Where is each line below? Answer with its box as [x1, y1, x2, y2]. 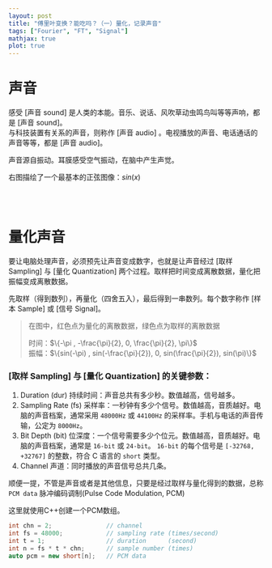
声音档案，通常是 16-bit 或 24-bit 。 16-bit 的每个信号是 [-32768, [34, 441, 255, 451]
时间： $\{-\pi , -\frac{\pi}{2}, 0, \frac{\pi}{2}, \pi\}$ [28, 338, 198, 348]
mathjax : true [8, 34, 57, 43]
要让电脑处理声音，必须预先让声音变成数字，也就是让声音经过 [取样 [8, 256, 233, 265]
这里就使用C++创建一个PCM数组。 [8, 506, 125, 515]
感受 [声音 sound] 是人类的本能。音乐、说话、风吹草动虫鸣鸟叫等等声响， [8, 108, 253, 117]
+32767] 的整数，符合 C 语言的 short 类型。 [19, 451, 164, 461]
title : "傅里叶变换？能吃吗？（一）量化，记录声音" [8, 19, 162, 28]
